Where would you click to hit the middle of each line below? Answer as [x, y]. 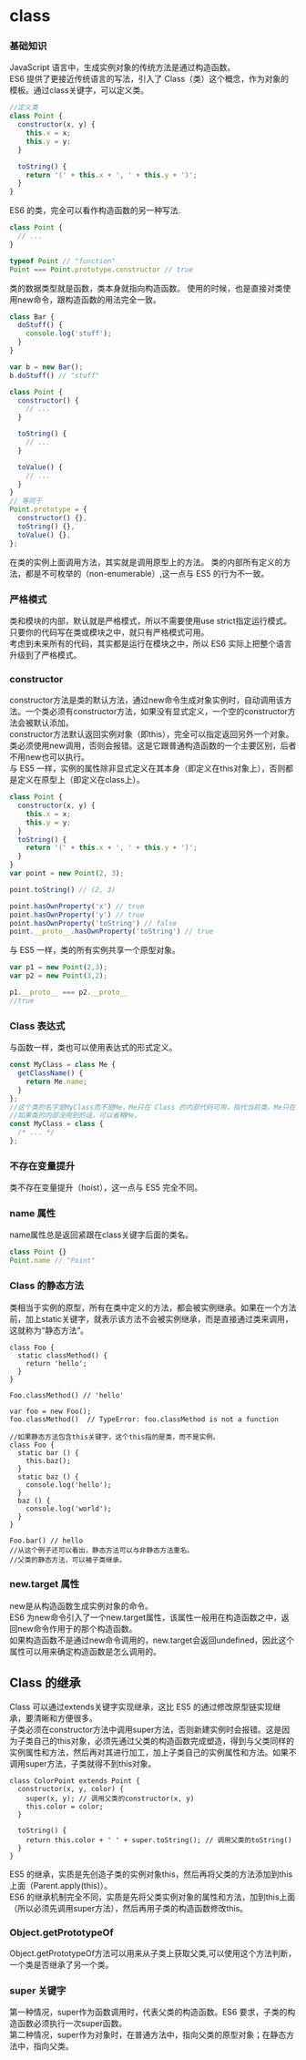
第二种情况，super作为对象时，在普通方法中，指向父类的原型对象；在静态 [148, 2035]
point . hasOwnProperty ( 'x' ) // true [77, 906]
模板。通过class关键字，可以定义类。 [79, 90]
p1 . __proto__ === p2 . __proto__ [69, 993]
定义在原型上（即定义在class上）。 [81, 780]
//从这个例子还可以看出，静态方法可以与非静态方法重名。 [102, 1550]
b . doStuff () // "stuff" [55, 375]
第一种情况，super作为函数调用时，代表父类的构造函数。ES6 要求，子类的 [148, 2012]
